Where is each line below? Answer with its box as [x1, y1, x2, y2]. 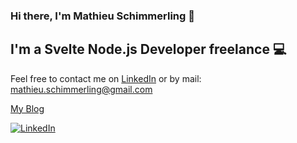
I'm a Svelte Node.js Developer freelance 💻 [10, 41, 287, 58]
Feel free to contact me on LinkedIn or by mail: [10, 72, 202, 84]
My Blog [10, 102, 45, 114]
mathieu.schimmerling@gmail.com [10, 83, 153, 95]
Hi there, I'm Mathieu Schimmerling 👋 [10, 9, 195, 23]
